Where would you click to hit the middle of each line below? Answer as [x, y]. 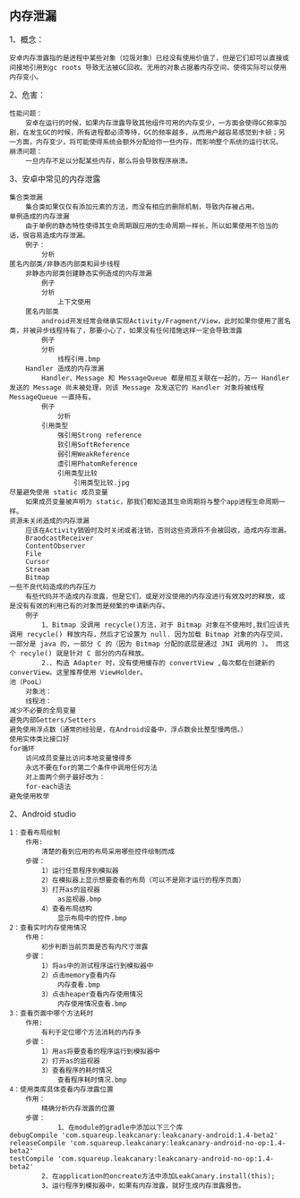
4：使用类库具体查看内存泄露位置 [61, 1089]
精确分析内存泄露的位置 [78, 1108]
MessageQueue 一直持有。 [52, 397]
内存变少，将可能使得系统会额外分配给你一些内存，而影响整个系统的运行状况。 [159, 141]
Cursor [38, 561]
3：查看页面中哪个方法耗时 [51, 1013]
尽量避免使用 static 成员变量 [59, 492]
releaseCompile [38, 1143]
